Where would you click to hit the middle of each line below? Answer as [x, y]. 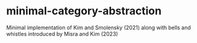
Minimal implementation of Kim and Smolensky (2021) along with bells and [98, 27]
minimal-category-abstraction [84, 11]
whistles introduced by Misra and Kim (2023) [62, 33]
